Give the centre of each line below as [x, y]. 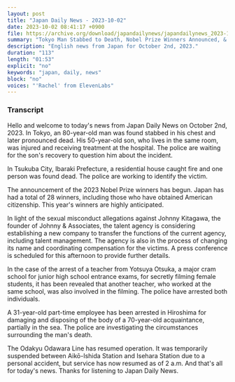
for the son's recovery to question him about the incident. [90, 155]
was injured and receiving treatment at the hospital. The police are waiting [114, 147]
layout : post [26, 14]
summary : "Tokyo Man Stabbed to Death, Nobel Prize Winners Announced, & [117, 40]
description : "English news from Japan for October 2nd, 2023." [103, 46]
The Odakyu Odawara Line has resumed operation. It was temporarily [107, 348]
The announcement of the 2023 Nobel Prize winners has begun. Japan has [116, 189]
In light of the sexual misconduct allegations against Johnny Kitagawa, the [114, 218]
